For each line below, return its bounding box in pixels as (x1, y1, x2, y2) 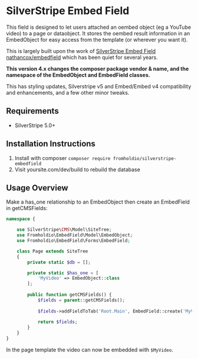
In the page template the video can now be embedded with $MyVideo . (6, 346, 174, 353)
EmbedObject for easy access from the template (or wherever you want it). (6, 36, 188, 43)
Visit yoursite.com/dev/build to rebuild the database (14, 166, 140, 173)
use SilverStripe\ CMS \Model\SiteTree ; (16, 227, 112, 233)
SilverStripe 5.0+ (14, 122, 56, 129)
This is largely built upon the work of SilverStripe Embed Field (6, 47, 156, 54)
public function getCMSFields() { (27, 292, 112, 298)
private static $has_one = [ (27, 270, 99, 276)
